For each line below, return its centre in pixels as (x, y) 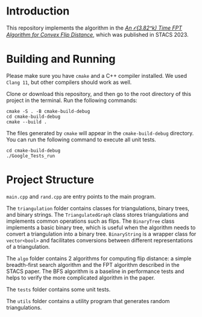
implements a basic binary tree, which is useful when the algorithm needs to (101, 227)
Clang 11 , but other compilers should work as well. (69, 82)
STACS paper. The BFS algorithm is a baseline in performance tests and (95, 271)
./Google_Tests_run (31, 156)
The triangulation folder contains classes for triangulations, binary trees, (98, 208)
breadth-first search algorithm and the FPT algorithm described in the (93, 264)
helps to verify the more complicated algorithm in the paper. (81, 277)
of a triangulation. (28, 246)
